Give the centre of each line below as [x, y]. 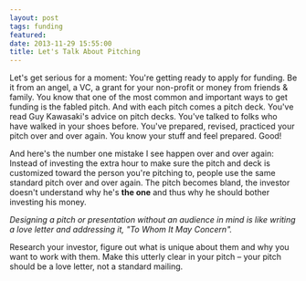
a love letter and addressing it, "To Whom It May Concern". [121, 230]
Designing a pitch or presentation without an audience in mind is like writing [153, 220]
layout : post [34, 18]
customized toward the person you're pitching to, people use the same [142, 173]
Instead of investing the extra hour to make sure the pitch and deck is [140, 163]
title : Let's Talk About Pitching [75, 52]
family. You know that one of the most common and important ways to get [148, 98]
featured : [28, 35]
